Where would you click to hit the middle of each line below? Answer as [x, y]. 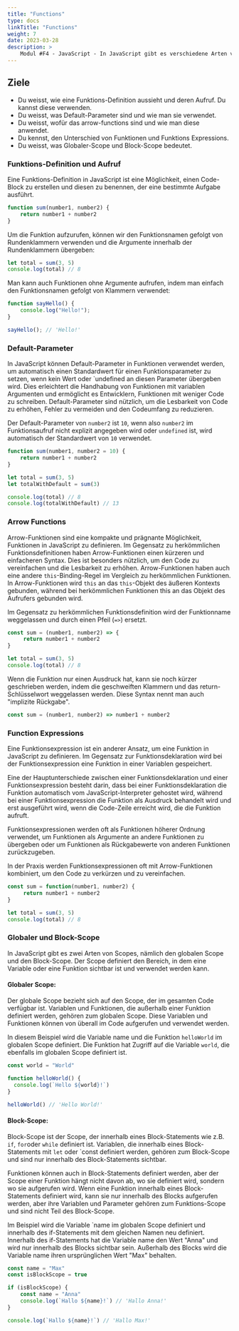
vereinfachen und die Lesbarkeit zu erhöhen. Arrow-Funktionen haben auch [118, 567]
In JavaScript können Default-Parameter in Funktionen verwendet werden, [116, 364]
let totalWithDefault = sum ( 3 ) [54, 484]
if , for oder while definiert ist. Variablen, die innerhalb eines [95, 1144]
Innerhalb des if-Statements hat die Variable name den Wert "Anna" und [113, 1240]
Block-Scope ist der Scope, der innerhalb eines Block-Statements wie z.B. [116, 1136]
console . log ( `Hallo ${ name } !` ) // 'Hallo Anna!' [94, 1301]
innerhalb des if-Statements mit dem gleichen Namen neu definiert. [106, 1233]
